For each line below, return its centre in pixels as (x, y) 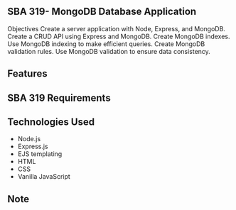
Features (27, 74)
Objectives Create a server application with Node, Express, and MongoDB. (117, 28)
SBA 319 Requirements (59, 98)
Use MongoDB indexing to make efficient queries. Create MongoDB (106, 44)
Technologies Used (51, 122)
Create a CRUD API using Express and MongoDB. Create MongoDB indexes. (119, 36)
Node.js (29, 139)
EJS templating (40, 154)
